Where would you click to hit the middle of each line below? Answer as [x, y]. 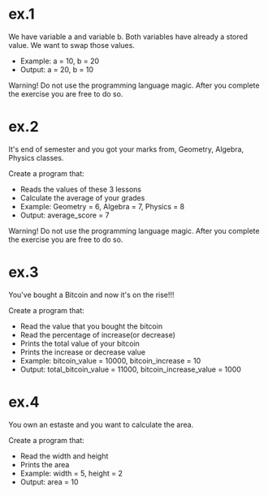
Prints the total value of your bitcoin [80, 343]
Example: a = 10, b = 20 [60, 61]
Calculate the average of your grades [82, 198]
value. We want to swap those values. [72, 45]
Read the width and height [64, 456]
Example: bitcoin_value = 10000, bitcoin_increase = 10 [110, 360]
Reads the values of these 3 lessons [81, 189]
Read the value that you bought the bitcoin [91, 326]
